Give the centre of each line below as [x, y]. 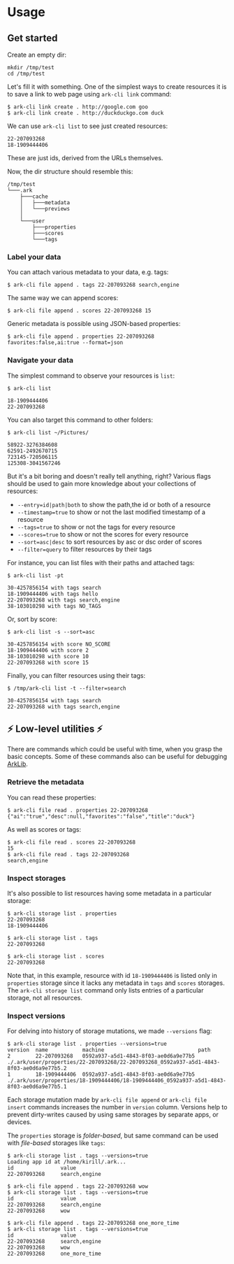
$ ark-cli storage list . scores [56, 956]
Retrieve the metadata [46, 782]
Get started [32, 38]
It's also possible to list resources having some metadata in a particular [109, 893]
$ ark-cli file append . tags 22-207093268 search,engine [93, 285]
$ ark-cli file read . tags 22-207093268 [68, 854]
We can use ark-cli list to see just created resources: [88, 126]
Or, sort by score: [32, 619]
